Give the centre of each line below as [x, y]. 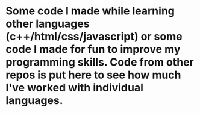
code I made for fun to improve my [93, 50]
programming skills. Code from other [100, 62]
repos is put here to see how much [93, 75]
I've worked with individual [75, 88]
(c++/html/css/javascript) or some [94, 37]
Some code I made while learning [90, 11]
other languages [48, 24]
